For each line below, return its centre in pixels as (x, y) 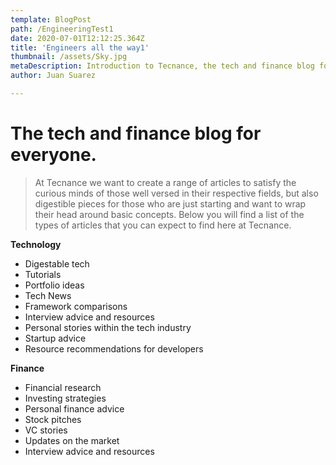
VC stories (46, 430)
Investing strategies (65, 398)
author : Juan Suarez (53, 76)
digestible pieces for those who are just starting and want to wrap (170, 203)
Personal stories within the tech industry (108, 327)
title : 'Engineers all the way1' (80, 47)
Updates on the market (72, 440)
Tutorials (43, 274)
